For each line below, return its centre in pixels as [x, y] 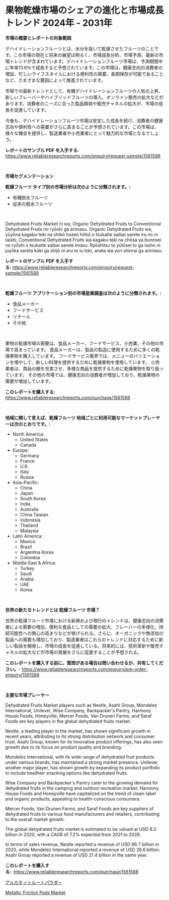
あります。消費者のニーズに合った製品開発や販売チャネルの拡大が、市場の [82, 103]
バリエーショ [147, 356]
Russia [27, 477]
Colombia [30, 557]
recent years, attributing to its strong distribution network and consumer [80, 736]
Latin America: [27, 536]
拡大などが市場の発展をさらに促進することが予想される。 [82, 652]
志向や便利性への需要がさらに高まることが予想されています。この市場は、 [82, 127]
